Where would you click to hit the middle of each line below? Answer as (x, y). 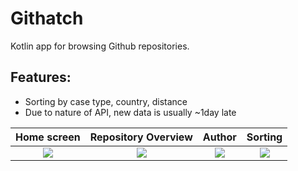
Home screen (48, 137)
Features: (41, 77)
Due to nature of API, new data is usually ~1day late (130, 112)
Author (219, 137)
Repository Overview (141, 137)
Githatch (47, 18)
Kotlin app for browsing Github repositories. (100, 46)
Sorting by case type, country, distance (106, 101)
